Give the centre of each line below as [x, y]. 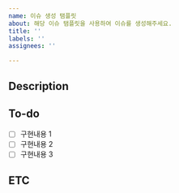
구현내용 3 [36, 154]
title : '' [25, 31]
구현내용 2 [36, 144]
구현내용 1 [36, 134]
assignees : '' [32, 46]
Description [38, 86]
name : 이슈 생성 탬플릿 [43, 16]
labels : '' [27, 39]
